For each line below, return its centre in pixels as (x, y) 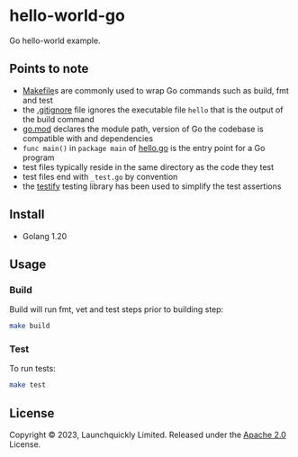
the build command (58, 119)
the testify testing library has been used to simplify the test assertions (152, 186)
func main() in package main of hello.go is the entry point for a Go (144, 148)
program (38, 157)
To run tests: (32, 369)
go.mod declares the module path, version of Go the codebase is (143, 129)
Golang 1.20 (45, 236)
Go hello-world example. (55, 40)
